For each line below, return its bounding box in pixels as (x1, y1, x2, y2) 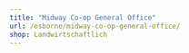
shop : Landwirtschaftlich (9, 30, 107, 39)
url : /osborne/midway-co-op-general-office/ (9, 22, 181, 31)
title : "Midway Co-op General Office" (9, 13, 156, 22)
